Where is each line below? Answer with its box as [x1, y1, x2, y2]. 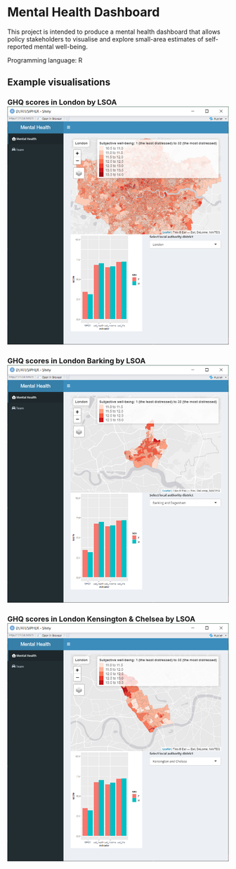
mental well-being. [34, 42, 88, 51]
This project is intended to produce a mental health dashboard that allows [7, 27, 221, 36]
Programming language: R [7, 55, 83, 64]
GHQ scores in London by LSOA [7, 98, 117, 107]
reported [7, 42, 33, 51]
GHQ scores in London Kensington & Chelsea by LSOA [7, 614, 196, 624]
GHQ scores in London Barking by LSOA [7, 355, 146, 365]
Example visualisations [7, 77, 111, 89]
